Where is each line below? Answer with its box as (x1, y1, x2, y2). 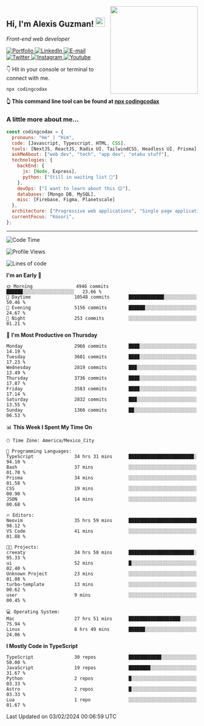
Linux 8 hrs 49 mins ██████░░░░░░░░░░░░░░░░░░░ (6, 626, 197, 632)
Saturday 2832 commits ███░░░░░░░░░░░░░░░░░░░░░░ (6, 396, 197, 403)
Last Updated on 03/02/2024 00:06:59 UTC (6, 713, 117, 720)
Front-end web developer (6, 35, 70, 42)
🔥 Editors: (6, 512, 35, 518)
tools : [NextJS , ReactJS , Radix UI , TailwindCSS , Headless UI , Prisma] (12, 146, 197, 152)
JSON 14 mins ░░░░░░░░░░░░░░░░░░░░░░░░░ (6, 496, 197, 502)
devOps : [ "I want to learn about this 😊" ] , (17, 185, 131, 191)
